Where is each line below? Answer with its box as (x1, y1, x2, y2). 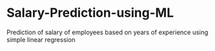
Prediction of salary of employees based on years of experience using (6, 28, 209, 36)
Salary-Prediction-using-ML (6, 5, 174, 21)
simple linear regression (6, 35, 76, 43)
